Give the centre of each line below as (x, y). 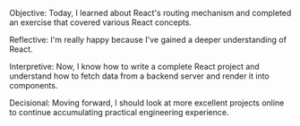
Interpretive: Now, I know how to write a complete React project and (134, 67)
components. (34, 85)
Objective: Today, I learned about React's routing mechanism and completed (150, 13)
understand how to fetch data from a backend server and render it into (140, 76)
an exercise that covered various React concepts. (101, 22)
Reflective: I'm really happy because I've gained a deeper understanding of (148, 40)
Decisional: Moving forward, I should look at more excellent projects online (147, 103)
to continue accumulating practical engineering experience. (119, 112)
